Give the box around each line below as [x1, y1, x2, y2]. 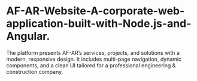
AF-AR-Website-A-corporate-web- [6, 4, 185, 18]
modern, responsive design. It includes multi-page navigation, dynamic [6, 55, 181, 63]
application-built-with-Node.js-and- [6, 17, 192, 30]
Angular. [6, 30, 50, 43]
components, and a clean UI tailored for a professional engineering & [6, 61, 176, 69]
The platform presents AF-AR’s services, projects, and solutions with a [6, 49, 180, 56]
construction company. [6, 68, 63, 75]
